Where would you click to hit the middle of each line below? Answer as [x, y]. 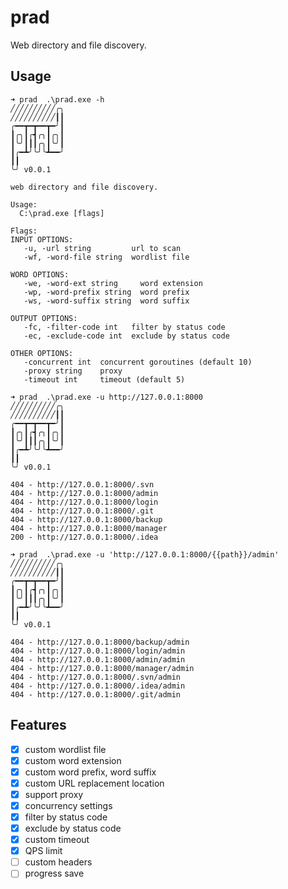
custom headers [58, 862]
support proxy [54, 794]
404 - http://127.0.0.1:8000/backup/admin [100, 642]
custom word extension [73, 760]
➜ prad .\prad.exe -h [57, 99]
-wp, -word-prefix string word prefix [106, 292]
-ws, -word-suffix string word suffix [106, 301]
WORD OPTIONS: [40, 274]
